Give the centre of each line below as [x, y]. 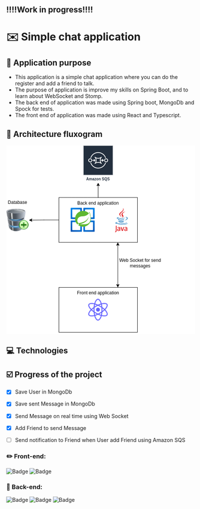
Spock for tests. [34, 109]
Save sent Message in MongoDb [55, 404]
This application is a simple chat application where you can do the [96, 77]
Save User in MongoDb [43, 392]
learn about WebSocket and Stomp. [59, 96]
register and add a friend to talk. [54, 84]
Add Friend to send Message [51, 428]
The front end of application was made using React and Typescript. [98, 115]
